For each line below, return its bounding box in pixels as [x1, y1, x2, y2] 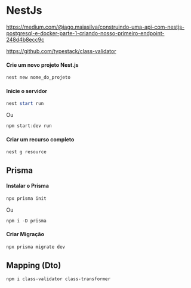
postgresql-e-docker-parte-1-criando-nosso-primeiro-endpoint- [6, 29, 165, 36]
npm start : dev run [6, 123, 52, 129]
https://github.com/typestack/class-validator [6, 47, 116, 54]
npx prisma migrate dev [6, 244, 66, 250]
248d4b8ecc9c [6, 36, 45, 43]
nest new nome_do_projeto [6, 75, 70, 80]
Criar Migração [6, 230, 45, 237]
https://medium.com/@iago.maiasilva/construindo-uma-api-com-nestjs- [6, 23, 185, 30]
